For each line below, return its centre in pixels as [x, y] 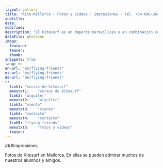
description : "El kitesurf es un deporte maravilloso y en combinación [79, 32]
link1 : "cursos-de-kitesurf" [39, 86]
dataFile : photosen [25, 37]
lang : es [14, 64]
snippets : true [20, 59]
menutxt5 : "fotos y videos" [41, 127]
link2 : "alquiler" [28, 95]
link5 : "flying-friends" [34, 123]
